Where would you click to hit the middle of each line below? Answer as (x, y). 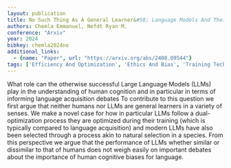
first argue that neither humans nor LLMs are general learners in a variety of (114, 106)
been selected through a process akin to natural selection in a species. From (115, 135)
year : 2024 (23, 39)
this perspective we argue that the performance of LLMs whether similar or (113, 142)
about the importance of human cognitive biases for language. (96, 157)
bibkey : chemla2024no (38, 45)
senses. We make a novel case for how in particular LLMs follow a (100, 113)
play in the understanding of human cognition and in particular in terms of (111, 91)
